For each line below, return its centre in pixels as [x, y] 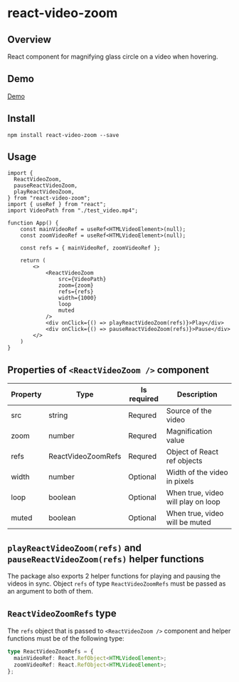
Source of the [189, 411]
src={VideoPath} [82, 280]
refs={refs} [76, 292]
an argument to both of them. [51, 591]
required [144, 399]
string [58, 415]
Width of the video [197, 472]
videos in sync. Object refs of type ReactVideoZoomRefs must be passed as [117, 584]
